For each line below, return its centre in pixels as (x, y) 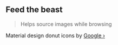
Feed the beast (34, 10)
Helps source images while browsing (66, 24)
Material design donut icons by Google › (55, 36)
